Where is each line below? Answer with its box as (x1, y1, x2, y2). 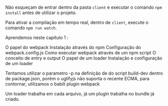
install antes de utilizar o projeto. (5, 10, 77, 16)
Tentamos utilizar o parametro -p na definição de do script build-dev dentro (5, 70, 163, 76)
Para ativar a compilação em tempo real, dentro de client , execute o (5, 20, 149, 25)
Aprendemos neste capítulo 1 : (5, 35, 68, 40)
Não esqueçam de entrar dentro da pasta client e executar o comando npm (5, 5, 162, 10)
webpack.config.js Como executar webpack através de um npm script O (5, 50, 156, 56)
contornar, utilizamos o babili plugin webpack (5, 81, 100, 87)
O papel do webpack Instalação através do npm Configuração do (5, 44, 141, 50)
